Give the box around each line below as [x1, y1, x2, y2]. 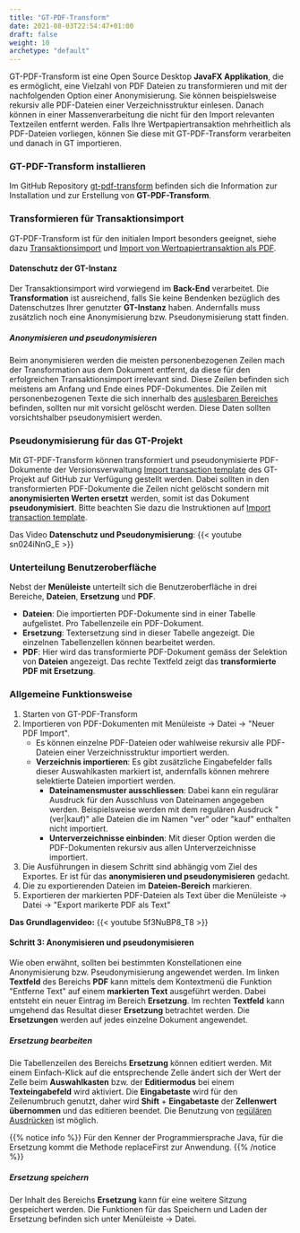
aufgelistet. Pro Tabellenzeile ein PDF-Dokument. [21, 618, 204, 629]
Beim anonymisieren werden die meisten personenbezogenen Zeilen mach [9, 354, 285, 365]
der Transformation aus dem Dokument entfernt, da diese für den [9, 364, 251, 375]
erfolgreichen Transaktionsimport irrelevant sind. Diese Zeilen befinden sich [9, 373, 289, 384]
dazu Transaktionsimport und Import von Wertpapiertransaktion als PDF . [9, 242, 277, 253]
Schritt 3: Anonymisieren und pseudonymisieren [9, 937, 194, 948]
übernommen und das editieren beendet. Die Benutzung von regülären [9, 1105, 272, 1115]
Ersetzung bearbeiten [9, 1035, 92, 1045]
